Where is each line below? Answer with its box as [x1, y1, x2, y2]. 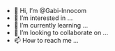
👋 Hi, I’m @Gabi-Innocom [13, 7, 87, 14]
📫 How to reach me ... [13, 37, 79, 44]
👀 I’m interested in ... [13, 14, 73, 22]
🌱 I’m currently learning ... [13, 21, 89, 29]
